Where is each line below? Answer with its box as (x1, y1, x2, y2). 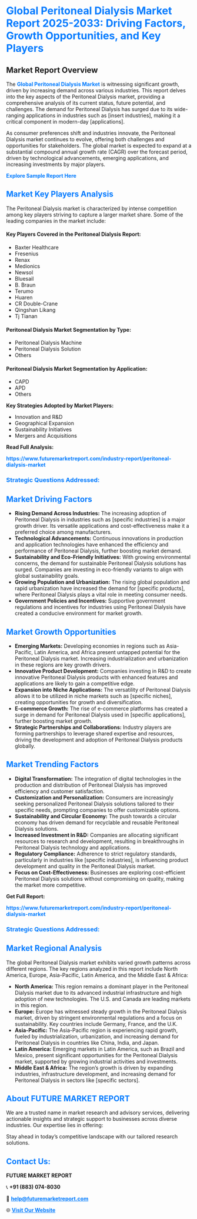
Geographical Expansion (14, 419, 75, 427)
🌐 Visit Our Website (6, 1207, 56, 1214)
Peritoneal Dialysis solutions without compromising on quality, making (14, 875, 184, 882)
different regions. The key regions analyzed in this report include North (6, 965, 178, 972)
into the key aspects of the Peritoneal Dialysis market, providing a (6, 93, 165, 100)
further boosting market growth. (14, 717, 93, 724)
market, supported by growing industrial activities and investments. (14, 1058, 178, 1065)
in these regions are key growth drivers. (14, 661, 111, 668)
